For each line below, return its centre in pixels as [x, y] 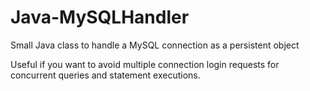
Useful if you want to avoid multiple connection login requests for [145, 64]
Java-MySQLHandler [100, 17]
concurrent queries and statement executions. [105, 75]
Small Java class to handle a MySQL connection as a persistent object [155, 45]
